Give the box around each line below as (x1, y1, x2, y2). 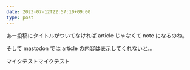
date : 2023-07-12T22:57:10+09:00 (6, 8, 91, 15)
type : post (6, 14, 34, 21)
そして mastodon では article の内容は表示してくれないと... (6, 45, 153, 52)
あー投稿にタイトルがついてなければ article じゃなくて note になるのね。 (6, 31, 188, 39)
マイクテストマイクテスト (6, 57, 70, 65)
